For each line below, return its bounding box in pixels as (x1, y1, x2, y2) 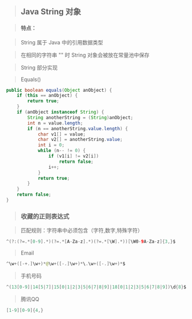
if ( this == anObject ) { (17, 92, 78, 99)
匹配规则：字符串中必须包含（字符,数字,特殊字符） (20, 227, 143, 234)
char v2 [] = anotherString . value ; (37, 137, 123, 143)
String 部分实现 (20, 64, 58, 71)
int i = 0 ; (37, 142, 65, 148)
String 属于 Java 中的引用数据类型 (20, 38, 103, 46)
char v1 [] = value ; (37, 131, 86, 137)
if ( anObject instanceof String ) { (17, 109, 105, 115)
